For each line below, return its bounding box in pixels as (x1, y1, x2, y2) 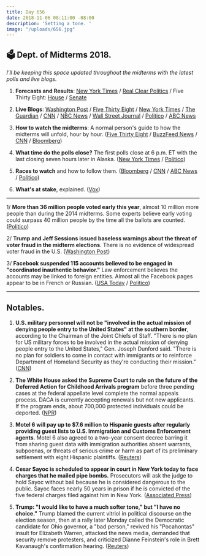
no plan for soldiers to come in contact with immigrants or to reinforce (15, 351, 192, 359)
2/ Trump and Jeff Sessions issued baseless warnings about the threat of (6, 235, 197, 242)
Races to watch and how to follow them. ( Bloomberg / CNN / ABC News (15, 167, 198, 175)
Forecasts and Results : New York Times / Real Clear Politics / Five (15, 87, 184, 95)
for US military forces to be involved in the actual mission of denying (15, 338, 188, 346)
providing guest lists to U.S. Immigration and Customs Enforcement (15, 427, 191, 435)
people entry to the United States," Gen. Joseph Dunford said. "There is (15, 345, 197, 352)
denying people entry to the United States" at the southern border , (15, 326, 189, 333)
